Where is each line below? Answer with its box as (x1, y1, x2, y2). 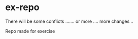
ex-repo (5, 2, 40, 13)
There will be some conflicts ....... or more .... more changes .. (5, 18, 133, 24)
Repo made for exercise (5, 28, 55, 34)
